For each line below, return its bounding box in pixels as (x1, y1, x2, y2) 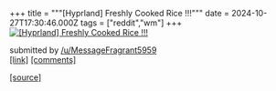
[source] (9, 72, 42, 83)
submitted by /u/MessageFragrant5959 (9, 45, 157, 56)
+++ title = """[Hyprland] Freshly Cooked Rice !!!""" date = (9, 8, 230, 18)
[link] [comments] (9, 55, 77, 65)
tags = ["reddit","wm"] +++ (80, 17, 183, 28)
